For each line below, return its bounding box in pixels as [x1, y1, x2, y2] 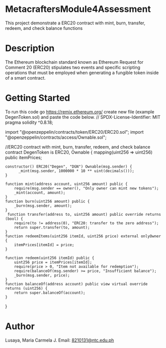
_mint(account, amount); [14, 190, 66, 195]
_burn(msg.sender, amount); [14, 203, 72, 208]
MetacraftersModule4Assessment [5, 3, 151, 15]
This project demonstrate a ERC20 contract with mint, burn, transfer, [5, 20, 146, 26]
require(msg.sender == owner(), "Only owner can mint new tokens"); [14, 185, 159, 191]
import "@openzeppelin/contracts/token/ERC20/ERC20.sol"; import [5, 129, 144, 135]
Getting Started [5, 92, 71, 104]
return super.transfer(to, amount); [14, 225, 90, 230]
